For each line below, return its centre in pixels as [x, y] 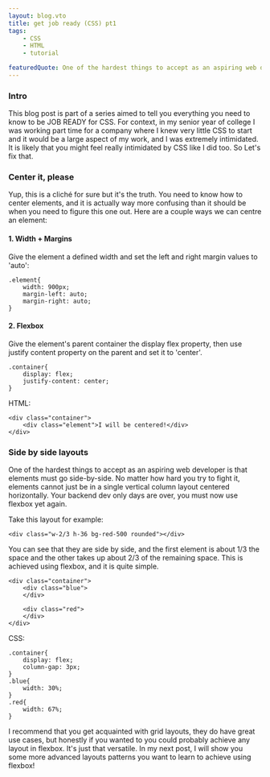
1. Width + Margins [40, 239]
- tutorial [41, 53]
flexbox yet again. [38, 504]
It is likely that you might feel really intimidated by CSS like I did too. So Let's [135, 148]
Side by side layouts [48, 452]
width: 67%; [43, 709]
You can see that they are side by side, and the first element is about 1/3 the [134, 549]
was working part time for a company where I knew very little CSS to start [131, 130]
